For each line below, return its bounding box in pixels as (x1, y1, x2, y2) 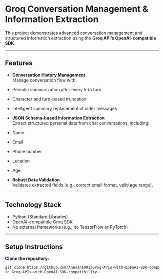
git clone (5, 265, 25, 270)
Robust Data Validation (12, 177, 60, 182)
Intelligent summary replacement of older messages (12, 105, 117, 111)
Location (12, 158, 30, 164)
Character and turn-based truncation (12, 96, 87, 102)
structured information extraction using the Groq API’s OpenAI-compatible (5, 35, 156, 41)
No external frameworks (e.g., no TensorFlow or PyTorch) (12, 224, 128, 230)
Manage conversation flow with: (12, 77, 77, 83)
